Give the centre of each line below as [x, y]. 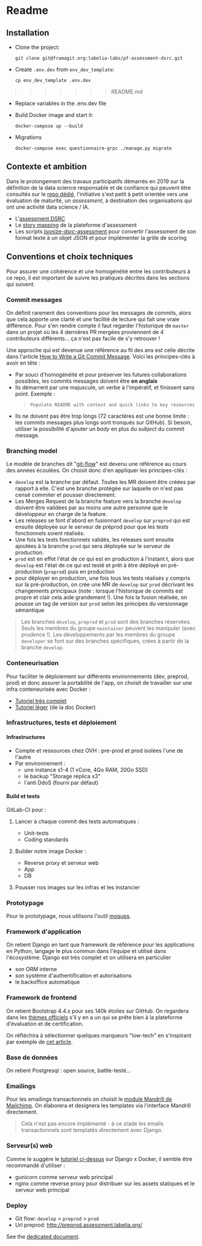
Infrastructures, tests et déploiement [62, 723]
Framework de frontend [42, 998]
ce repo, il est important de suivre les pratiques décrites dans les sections [98, 277]
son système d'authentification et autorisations [73, 976]
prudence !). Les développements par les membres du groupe [98, 635]
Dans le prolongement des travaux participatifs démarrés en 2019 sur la [95, 181]
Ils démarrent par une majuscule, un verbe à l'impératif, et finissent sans [105, 387]
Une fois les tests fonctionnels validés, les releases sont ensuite [94, 540]
